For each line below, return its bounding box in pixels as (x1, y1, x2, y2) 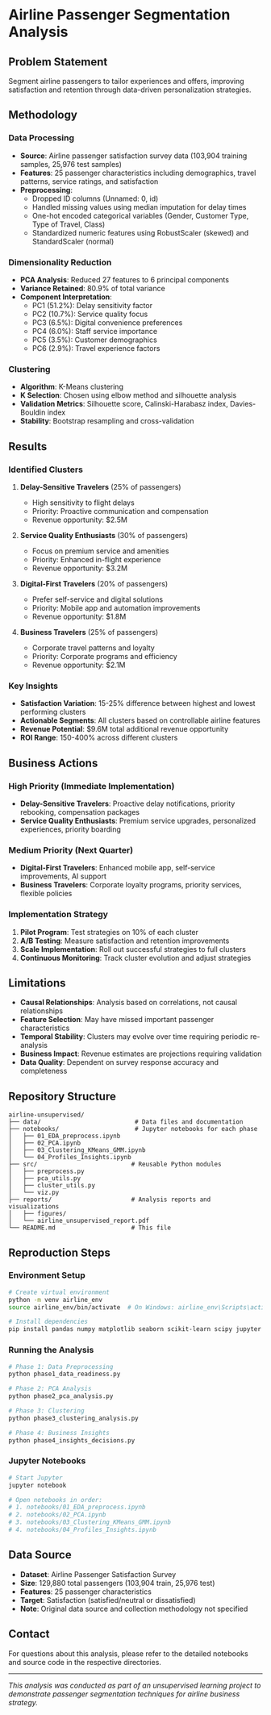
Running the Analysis (8, 1345, 94, 1356)
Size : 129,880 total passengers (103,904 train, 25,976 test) (19, 1578, 215, 1588)
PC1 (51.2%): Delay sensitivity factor (31, 300, 153, 310)
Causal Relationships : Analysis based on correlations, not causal (19, 998, 238, 1008)
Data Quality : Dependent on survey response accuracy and (19, 1058, 219, 1067)
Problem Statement (8, 55, 108, 69)
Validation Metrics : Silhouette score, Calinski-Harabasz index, (19, 399, 228, 409)
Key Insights (8, 680, 59, 691)
